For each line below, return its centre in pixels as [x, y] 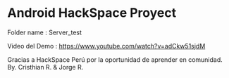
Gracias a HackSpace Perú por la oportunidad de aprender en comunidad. [115, 59]
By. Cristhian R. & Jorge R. [45, 67]
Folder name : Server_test [45, 32]
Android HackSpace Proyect [92, 13]
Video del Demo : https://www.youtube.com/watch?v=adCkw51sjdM [106, 46]
